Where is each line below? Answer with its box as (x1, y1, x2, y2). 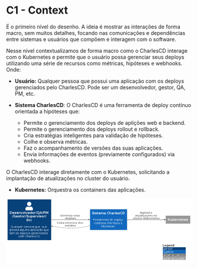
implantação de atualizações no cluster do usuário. (6, 175, 130, 182)
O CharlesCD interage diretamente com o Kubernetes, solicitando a (6, 168, 170, 175)
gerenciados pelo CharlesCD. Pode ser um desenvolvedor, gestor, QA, (14, 83, 186, 91)
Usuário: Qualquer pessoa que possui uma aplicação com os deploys (14, 78, 185, 85)
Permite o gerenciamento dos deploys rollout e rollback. (23, 125, 160, 133)
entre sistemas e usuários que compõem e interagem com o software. (6, 35, 176, 43)
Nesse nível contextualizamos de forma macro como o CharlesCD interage (6, 47, 188, 54)
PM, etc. (14, 90, 35, 97)
